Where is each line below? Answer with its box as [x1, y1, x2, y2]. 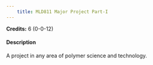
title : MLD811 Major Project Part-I [17, 8, 109, 15]
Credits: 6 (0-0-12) [6, 25, 54, 32]
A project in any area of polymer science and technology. [6, 52, 148, 59]
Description [6, 39, 36, 46]
